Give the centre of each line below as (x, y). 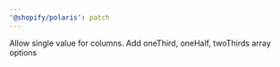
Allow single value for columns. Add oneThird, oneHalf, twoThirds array (140, 43)
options (23, 52)
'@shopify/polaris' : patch (59, 17)
